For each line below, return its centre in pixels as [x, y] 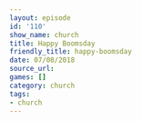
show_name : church [44, 35]
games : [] [28, 77]
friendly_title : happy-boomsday [70, 52]
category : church [42, 86]
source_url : [32, 69]
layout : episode [40, 18]
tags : [20, 94]
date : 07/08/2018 [42, 60]
